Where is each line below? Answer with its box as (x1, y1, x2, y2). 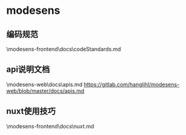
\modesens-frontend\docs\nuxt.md (6, 122, 95, 130)
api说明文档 (6, 64, 50, 75)
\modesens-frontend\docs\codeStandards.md (6, 46, 121, 52)
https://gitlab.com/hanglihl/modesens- (83, 81, 180, 88)
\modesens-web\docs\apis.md (6, 81, 83, 88)
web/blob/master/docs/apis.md (6, 87, 85, 94)
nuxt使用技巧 (6, 106, 56, 116)
